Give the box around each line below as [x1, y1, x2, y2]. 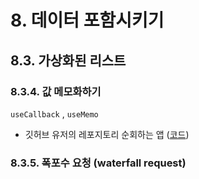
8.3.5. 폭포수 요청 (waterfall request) [10, 156, 187, 170]
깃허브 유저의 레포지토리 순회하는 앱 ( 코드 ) [24, 128, 190, 140]
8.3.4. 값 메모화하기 [10, 84, 102, 98]
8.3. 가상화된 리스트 [10, 52, 127, 69]
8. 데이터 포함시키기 [10, 9, 165, 32]
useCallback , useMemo [10, 107, 99, 120]
